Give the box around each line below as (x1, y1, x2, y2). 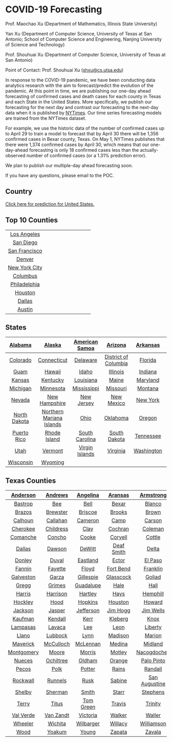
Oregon (139, 414, 157, 422)
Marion (144, 632, 162, 639)
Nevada (11, 396, 30, 404)
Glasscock (105, 573, 132, 581)
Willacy (110, 720, 128, 727)
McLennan (75, 640, 101, 647)
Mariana (42, 414, 63, 422)
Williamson (140, 720, 166, 727)
